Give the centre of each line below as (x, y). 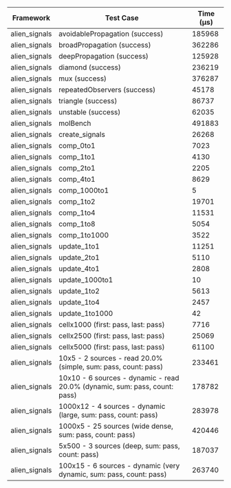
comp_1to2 (77, 201)
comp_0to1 (77, 146)
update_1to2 (79, 291)
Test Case (122, 18)
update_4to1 (79, 269)
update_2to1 (79, 257)
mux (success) (82, 78)
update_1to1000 (86, 314)
